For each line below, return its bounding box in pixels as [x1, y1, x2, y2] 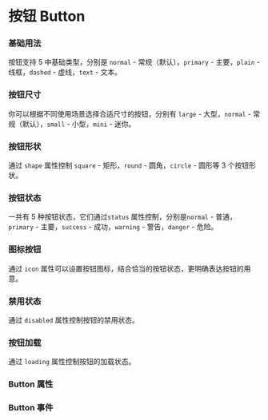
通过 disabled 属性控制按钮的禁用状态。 [8, 315, 140, 324]
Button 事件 [8, 402, 54, 414]
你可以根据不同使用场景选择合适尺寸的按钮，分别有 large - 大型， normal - [8, 109, 252, 118]
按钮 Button [8, 7, 86, 26]
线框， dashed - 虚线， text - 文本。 [8, 67, 122, 77]
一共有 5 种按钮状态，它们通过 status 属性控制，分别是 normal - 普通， [8, 212, 238, 222]
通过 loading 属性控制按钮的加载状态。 [8, 357, 136, 367]
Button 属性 [8, 378, 54, 390]
